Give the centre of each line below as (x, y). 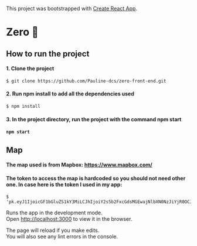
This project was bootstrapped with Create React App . (72, 8)
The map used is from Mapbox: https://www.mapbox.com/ (79, 165)
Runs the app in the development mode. (54, 213)
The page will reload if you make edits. (53, 230)
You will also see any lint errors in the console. (62, 237)
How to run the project (48, 54)
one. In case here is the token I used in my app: (64, 184)
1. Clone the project (30, 69)
